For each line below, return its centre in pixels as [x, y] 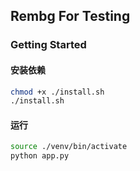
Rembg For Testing [70, 16]
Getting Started [48, 45]
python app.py [40, 156]
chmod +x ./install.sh [57, 92]
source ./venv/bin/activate [69, 147]
